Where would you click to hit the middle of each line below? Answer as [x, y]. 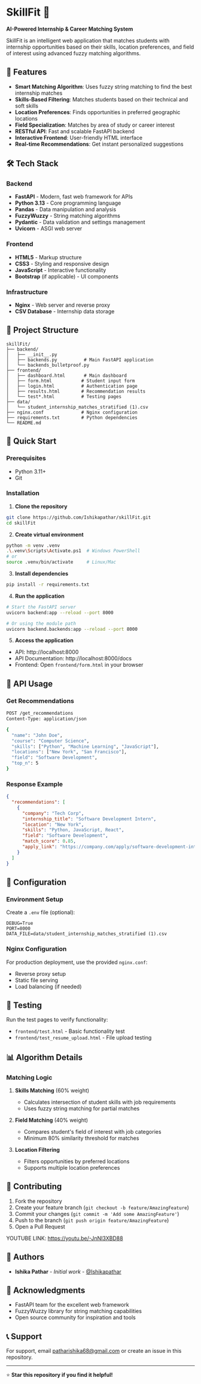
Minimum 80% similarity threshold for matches [81, 1138]
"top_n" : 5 [25, 763]
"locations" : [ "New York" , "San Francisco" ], [69, 752]
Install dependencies [42, 574]
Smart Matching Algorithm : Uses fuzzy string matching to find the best [103, 86]
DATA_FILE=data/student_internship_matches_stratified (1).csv [87, 934]
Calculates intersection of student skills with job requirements [100, 1102]
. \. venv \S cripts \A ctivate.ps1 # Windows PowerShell [73, 551]
